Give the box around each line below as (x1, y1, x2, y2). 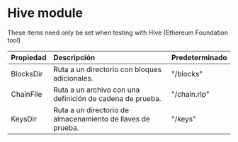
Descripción (52, 52, 96, 62)
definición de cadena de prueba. (52, 93, 161, 103)
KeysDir (11, 114, 38, 124)
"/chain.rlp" (171, 89, 210, 99)
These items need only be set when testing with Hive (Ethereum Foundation (7, 28, 229, 37)
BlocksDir (11, 69, 43, 78)
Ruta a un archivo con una (52, 85, 140, 95)
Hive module (7, 5, 84, 21)
